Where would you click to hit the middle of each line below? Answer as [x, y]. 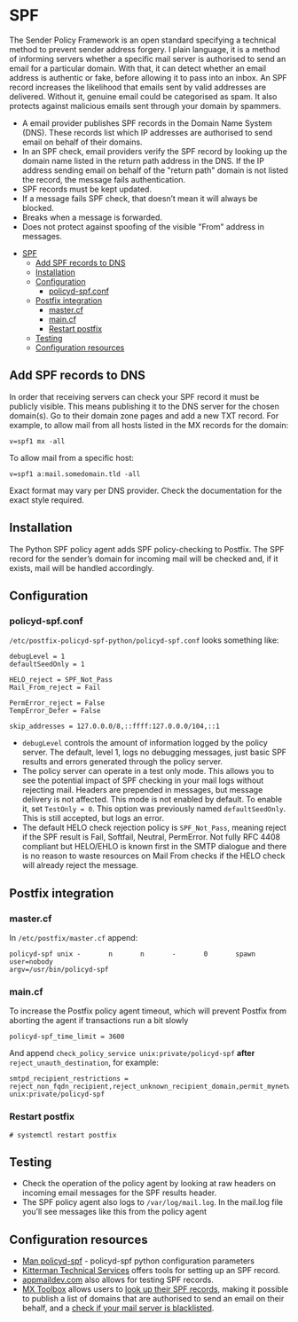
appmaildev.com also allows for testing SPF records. [118, 1280]
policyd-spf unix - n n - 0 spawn [132, 954]
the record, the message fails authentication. [104, 179]
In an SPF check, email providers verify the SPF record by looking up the [155, 151]
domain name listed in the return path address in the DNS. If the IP [143, 160]
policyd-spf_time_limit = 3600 [67, 1037]
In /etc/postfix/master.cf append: [74, 937]
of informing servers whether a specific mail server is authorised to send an [148, 59]
